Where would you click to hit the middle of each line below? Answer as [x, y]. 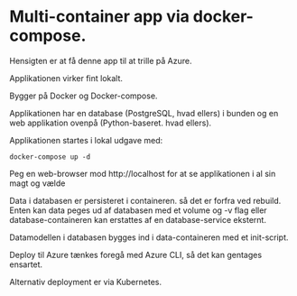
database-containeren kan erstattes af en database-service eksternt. [138, 219]
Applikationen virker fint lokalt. [66, 78]
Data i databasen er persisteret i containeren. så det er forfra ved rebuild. [145, 200]
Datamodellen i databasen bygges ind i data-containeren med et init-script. [149, 237]
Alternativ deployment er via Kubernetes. [86, 282]
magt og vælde [37, 183]
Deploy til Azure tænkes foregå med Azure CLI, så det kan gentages [136, 254]
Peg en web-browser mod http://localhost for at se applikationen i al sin [143, 173]
